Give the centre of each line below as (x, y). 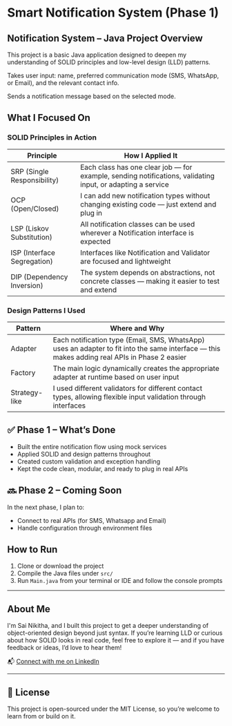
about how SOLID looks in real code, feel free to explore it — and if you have (116, 640)
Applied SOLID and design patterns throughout (84, 454)
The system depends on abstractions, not (148, 272)
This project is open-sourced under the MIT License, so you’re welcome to (113, 709)
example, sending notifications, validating (148, 175)
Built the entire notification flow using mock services (92, 446)
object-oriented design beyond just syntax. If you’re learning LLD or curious (115, 633)
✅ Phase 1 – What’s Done (61, 430)
